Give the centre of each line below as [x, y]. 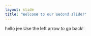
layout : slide [20, 10]
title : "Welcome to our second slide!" [46, 14]
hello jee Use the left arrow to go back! [44, 28]
